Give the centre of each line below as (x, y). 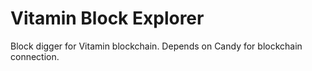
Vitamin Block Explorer (107, 18)
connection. (35, 56)
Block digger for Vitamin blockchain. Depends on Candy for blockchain (156, 46)
